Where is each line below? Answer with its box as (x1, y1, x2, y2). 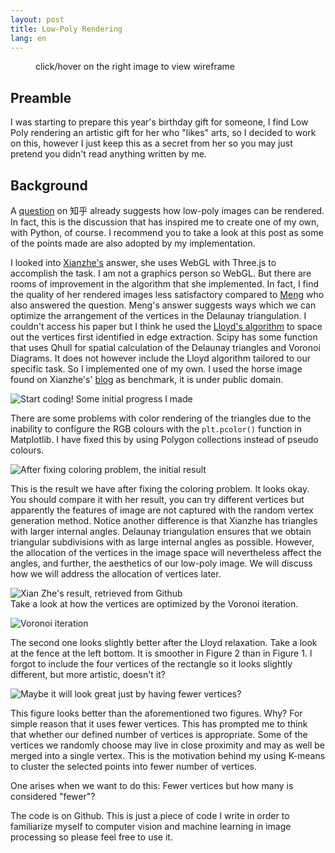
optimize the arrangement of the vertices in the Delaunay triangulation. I (10, 310, 307, 321)
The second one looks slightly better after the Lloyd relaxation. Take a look (10, 637, 318, 648)
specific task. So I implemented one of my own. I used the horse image (10, 363, 303, 375)
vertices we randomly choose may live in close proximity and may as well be (10, 739, 325, 751)
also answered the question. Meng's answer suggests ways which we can (10, 299, 317, 311)
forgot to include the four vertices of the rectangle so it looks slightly (10, 658, 293, 670)
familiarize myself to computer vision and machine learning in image (10, 821, 292, 832)
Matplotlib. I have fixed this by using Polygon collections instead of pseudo (10, 434, 319, 445)
